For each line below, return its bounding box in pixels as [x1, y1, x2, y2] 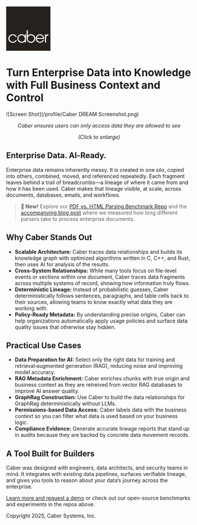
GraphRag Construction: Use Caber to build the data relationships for [14, 394, 185, 401]
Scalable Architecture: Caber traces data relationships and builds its [14, 248, 183, 255]
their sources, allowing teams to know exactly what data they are [14, 298, 173, 305]
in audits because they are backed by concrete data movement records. [14, 432, 190, 439]
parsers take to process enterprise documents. [20, 215, 135, 222]
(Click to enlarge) [78, 133, 120, 141]
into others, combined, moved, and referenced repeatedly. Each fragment [6, 172, 185, 180]
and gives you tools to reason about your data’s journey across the [6, 477, 168, 484]
